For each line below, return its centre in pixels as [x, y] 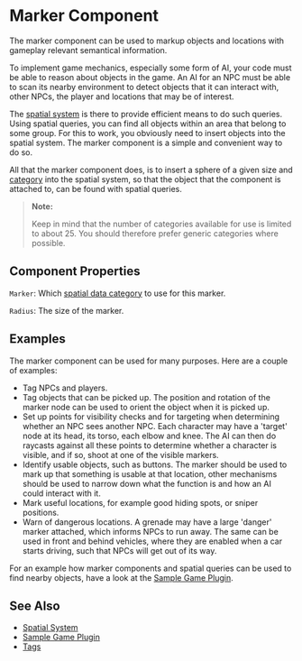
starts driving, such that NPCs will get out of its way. [119, 550]
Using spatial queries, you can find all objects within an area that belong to [148, 124]
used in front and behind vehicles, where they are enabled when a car [152, 541]
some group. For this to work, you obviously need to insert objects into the [147, 133]
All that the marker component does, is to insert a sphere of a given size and [151, 170]
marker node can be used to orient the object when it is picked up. [146, 407]
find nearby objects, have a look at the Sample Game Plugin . [122, 577]
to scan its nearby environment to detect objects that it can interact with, [144, 87]
